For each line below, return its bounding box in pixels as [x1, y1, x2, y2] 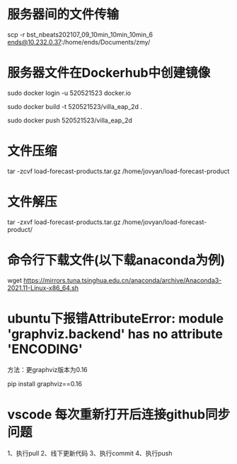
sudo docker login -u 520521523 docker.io [7, 88, 132, 97]
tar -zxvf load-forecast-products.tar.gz [7, 217, 121, 226]
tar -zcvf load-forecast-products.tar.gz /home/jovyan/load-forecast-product [7, 167, 230, 175]
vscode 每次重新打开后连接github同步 [7, 406, 231, 422]
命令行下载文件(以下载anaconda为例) [7, 252, 226, 268]
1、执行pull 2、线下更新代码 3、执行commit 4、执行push [7, 448, 173, 457]
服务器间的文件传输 [7, 6, 120, 23]
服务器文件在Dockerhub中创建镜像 [7, 65, 211, 81]
